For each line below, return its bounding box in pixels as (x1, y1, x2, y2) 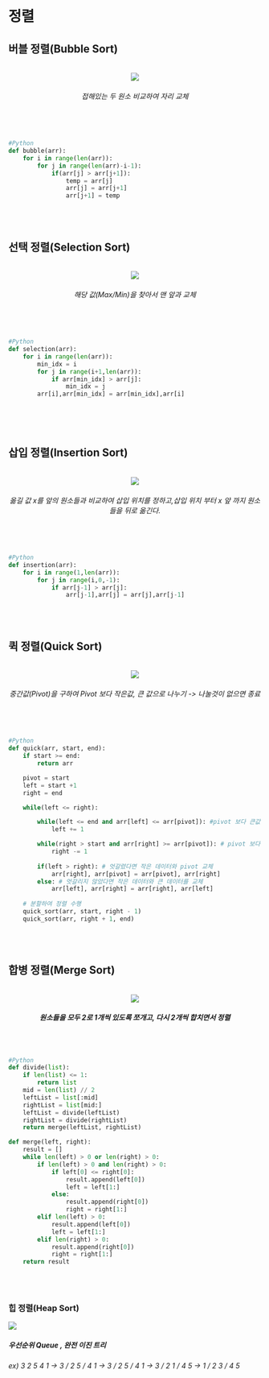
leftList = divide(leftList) (22, 1108, 120, 1116)
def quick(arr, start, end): (8, 744, 106, 753)
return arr (37, 759, 74, 768)
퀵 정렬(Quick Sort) (8, 639, 103, 653)
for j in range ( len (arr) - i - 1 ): (37, 162, 142, 170)
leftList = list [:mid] (22, 1093, 99, 1102)
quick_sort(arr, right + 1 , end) (22, 915, 135, 923)
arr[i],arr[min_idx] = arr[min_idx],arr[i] (37, 390, 185, 399)
